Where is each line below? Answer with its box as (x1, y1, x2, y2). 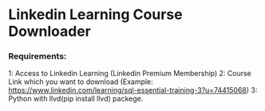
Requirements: (8, 51, 67, 62)
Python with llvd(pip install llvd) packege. (8, 94, 144, 104)
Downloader (8, 22, 92, 40)
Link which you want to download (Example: (8, 77, 153, 86)
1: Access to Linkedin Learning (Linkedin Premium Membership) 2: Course (8, 69, 251, 78)
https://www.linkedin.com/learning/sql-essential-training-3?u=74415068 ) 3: (8, 86, 258, 95)
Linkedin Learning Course (8, 6, 183, 24)
